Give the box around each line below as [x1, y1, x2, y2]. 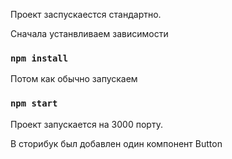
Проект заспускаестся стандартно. [10, 9, 162, 20]
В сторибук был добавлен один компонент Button [10, 137, 223, 149]
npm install [10, 52, 69, 64]
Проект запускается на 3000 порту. [10, 118, 163, 130]
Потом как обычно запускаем [10, 73, 138, 85]
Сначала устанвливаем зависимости [10, 28, 169, 39]
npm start [10, 98, 58, 109]
